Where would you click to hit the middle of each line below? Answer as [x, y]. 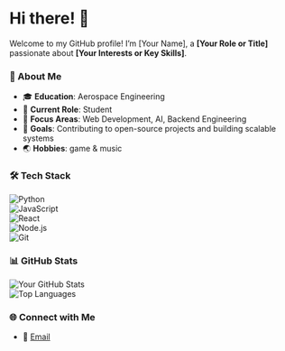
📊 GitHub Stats [44, 261]
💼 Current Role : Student [67, 110]
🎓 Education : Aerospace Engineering [93, 97]
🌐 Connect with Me [53, 317]
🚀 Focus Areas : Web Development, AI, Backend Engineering [134, 119]
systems [38, 138]
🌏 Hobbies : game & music [72, 149]
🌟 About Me [36, 76]
